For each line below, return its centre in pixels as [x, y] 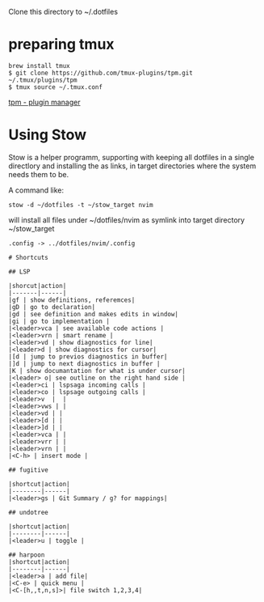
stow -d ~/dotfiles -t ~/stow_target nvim [81, 205]
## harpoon [27, 555]
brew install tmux [39, 66]
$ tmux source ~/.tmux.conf [56, 87]
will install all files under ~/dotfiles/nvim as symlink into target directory [126, 220]
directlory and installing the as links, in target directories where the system [132, 166]
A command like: [36, 190]
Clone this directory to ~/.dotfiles [63, 12]
